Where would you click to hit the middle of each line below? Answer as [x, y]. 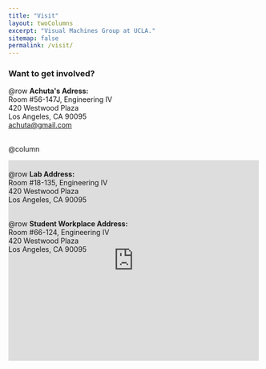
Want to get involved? [52, 74]
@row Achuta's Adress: [48, 91]
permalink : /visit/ [41, 46]
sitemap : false [34, 38]
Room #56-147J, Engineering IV [60, 99]
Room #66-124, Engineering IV [59, 233]
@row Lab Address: [42, 174]
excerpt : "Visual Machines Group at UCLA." [82, 30]
